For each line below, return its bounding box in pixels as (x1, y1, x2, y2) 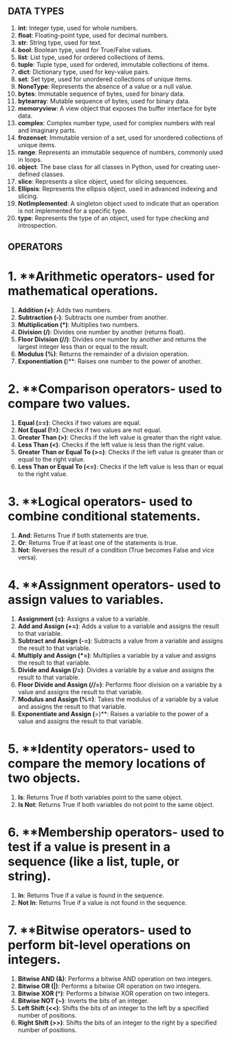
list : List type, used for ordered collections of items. (17, 53, 165, 61)
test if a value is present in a (8, 839, 171, 855)
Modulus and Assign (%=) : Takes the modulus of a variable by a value (17, 695, 219, 703)
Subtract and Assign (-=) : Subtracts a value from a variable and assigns (17, 636, 223, 645)
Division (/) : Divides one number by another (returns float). (17, 328, 186, 336)
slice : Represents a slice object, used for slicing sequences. (17, 177, 188, 185)
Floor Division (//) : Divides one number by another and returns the (17, 335, 207, 343)
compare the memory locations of (8, 756, 206, 771)
